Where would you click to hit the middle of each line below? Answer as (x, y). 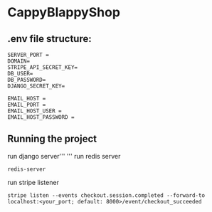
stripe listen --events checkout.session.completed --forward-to (106, 195)
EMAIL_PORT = (27, 105)
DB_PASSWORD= (27, 80)
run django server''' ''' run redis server (64, 156)
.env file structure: (49, 39)
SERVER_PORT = (28, 55)
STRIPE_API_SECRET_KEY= (43, 68)
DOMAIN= (19, 61)
